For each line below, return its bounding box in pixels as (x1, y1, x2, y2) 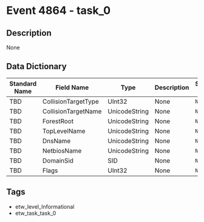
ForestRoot (42, 116, 74, 125)
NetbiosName (42, 146, 82, 155)
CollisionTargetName (42, 107, 102, 115)
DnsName (42, 136, 71, 145)
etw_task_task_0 (15, 209, 56, 217)
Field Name (55, 83, 89, 92)
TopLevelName (42, 127, 86, 135)
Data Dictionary (6, 61, 67, 72)
